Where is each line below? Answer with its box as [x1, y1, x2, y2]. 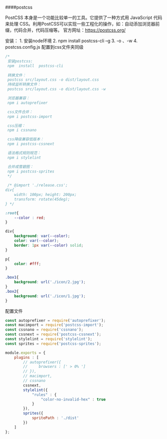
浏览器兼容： [7, 96, 30, 101]
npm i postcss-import [7, 114, 52, 119]
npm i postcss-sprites [7, 169, 55, 174]
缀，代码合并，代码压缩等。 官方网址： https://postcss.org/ [5, 27, 126, 33]
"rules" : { [31, 392, 57, 397]
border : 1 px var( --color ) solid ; [14, 243, 84, 248]
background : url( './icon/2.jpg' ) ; [14, 280, 86, 285]
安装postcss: [7, 59, 33, 64]
